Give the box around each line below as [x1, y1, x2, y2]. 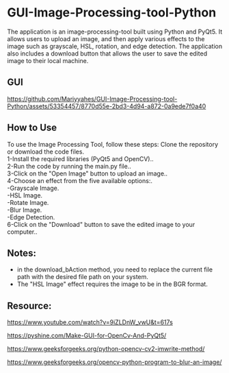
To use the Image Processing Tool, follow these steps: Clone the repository [7, 140, 219, 148]
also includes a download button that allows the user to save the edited [7, 49, 207, 58]
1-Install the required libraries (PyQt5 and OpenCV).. [7, 154, 154, 163]
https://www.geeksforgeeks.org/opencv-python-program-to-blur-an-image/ [7, 358, 222, 366]
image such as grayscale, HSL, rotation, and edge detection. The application [7, 42, 223, 50]
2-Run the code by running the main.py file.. [7, 162, 131, 170]
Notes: [7, 247, 36, 258]
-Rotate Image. [7, 198, 49, 206]
